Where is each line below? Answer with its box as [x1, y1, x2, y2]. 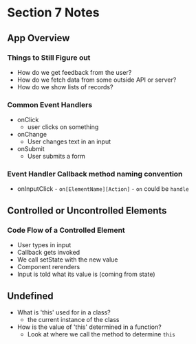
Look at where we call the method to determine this [27, 330, 175, 338]
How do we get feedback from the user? [17, 68, 132, 76]
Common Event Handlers [7, 100, 93, 109]
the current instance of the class [27, 315, 120, 323]
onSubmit [17, 145, 45, 153]
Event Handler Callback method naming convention [7, 170, 183, 179]
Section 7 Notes [7, 5, 100, 21]
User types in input [17, 241, 72, 249]
